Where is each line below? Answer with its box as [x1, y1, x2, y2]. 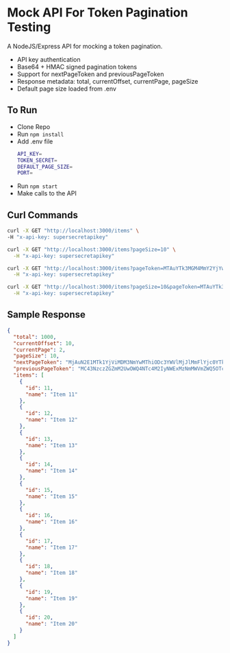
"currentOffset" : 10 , [13, 340, 75, 347]
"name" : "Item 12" [25, 416, 78, 423]
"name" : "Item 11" [25, 391, 78, 398]
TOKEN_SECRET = [16, 156, 57, 164]
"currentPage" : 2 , [13, 346, 66, 353]
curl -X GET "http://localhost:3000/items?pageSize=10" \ [7, 246, 176, 253]
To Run [7, 104, 38, 116]
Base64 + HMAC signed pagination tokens [16, 62, 138, 71]
